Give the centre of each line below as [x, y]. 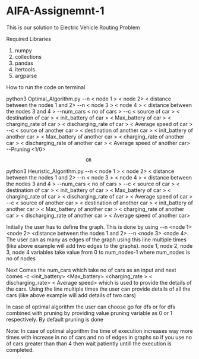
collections [28, 56]
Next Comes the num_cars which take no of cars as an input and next [91, 270]
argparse [26, 75]
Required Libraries [29, 39]
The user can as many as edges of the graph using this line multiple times [97, 240]
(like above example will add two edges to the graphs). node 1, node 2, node [99, 245]
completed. [20, 349]
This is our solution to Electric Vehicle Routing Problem [73, 27]
